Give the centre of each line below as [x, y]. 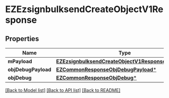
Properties [22, 39]
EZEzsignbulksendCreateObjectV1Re [84, 9]
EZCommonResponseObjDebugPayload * [106, 69]
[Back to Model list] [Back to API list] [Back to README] [63, 90]
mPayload [20, 61]
